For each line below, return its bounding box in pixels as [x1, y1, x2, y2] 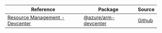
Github [137, 17, 153, 23]
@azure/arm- [83, 14, 115, 21]
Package [98, 6, 119, 12]
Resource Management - [7, 14, 65, 21]
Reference [31, 6, 55, 12]
